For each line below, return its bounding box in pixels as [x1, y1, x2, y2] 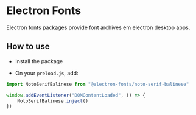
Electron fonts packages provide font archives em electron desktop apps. [6, 24, 191, 31]
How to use [6, 41, 50, 52]
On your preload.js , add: [15, 69, 79, 77]
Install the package [15, 57, 63, 64]
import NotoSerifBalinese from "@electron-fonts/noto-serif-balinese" [6, 81, 189, 87]
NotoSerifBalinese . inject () [17, 98, 88, 104]
